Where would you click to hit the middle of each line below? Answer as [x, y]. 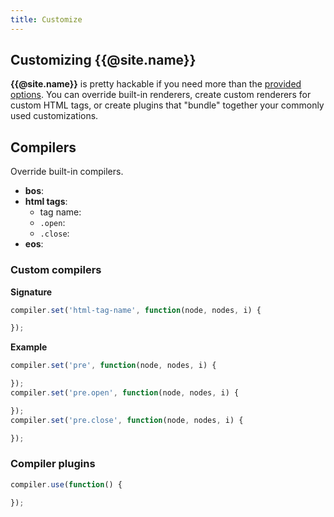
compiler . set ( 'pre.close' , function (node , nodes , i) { [127, 420]
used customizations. [54, 116]
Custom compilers [56, 270]
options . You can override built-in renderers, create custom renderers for [161, 95]
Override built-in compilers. [67, 172]
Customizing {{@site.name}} [103, 60]
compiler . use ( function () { [66, 484]
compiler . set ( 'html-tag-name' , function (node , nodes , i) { [136, 310]
